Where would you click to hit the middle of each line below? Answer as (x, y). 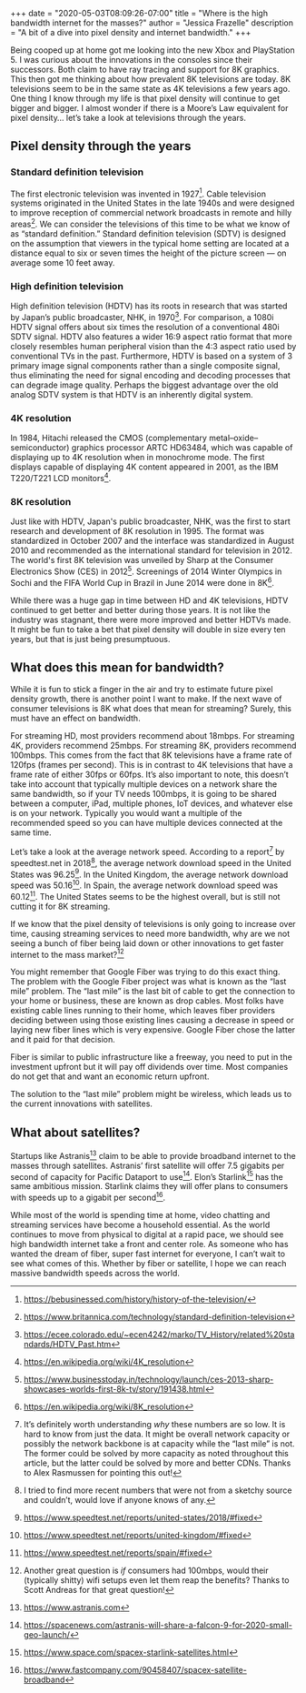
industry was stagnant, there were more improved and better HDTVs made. (151, 620)
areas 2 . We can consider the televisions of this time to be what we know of (150, 223)
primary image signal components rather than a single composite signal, (145, 365)
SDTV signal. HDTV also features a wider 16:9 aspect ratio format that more (152, 337)
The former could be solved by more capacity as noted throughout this (156, 1454)
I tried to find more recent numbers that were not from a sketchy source (158, 1490)
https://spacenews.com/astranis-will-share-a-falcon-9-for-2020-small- (158, 1625)
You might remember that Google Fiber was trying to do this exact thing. (145, 972)
